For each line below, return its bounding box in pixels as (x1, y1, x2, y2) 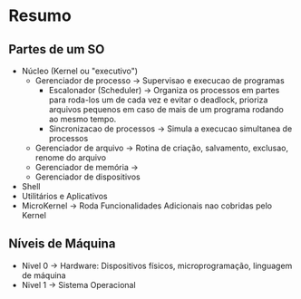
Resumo (8, 5, 72, 26)
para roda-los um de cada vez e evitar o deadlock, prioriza (48, 94, 268, 105)
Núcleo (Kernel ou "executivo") (21, 65, 138, 76)
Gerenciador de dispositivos (34, 171, 141, 182)
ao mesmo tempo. (48, 114, 117, 124)
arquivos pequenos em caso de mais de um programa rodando (48, 104, 285, 114)
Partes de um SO (8, 42, 105, 57)
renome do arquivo (34, 152, 106, 163)
